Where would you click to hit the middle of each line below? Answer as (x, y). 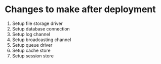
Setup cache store (31, 50)
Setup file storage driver (37, 23)
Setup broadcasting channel (42, 40)
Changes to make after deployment (80, 9)
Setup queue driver (32, 45)
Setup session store (33, 56)
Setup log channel (31, 34)
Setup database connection (41, 28)
